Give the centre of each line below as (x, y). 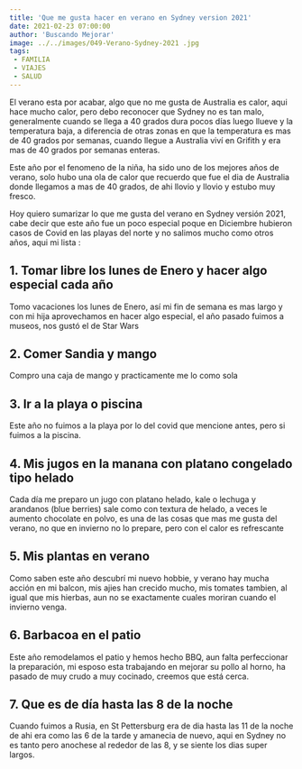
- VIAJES (30, 69)
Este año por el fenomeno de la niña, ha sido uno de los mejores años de (144, 167)
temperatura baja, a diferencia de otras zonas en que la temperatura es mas (150, 131)
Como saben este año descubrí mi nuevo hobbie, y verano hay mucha (139, 578)
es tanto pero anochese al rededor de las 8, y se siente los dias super (138, 746)
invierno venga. (38, 607)
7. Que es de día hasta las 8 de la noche (121, 705)
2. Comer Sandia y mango (83, 354)
